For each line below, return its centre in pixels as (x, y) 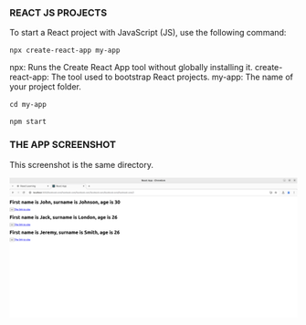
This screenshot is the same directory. (81, 164)
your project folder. (46, 87)
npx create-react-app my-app (65, 51)
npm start (28, 122)
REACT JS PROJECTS (58, 13)
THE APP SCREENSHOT (63, 145)
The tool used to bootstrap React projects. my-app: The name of (172, 77)
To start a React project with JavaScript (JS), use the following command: (148, 33)
